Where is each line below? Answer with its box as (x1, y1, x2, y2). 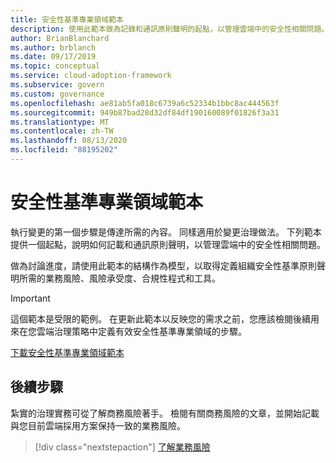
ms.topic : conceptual (10, 61, 101, 71)
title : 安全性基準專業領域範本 (10, 14, 124, 25)
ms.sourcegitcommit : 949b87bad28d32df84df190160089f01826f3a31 (10, 107, 280, 118)
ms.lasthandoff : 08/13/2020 (10, 136, 128, 146)
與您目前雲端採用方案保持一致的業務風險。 (10, 419, 186, 431)
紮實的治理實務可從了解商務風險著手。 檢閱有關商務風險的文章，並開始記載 (10, 407, 320, 419)
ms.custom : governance (10, 89, 105, 99)
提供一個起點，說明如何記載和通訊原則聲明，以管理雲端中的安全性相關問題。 (10, 238, 326, 250)
